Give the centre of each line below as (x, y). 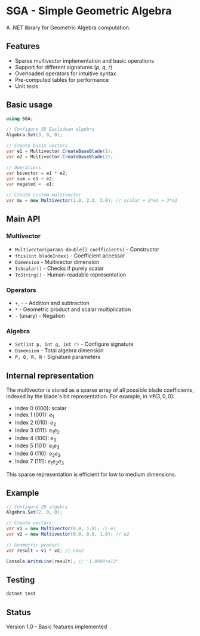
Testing (21, 580)
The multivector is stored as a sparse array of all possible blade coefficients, (100, 390)
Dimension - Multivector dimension (57, 262)
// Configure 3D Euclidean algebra (50, 130)
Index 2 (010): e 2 (36, 423)
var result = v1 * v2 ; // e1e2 (45, 551)
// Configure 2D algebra (37, 507)
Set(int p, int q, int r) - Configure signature (74, 344)
